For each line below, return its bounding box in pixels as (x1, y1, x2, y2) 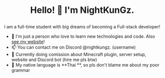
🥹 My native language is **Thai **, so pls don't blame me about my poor (11, 62, 160, 68)
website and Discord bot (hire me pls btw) (11, 57, 97, 63)
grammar (11, 67, 30, 74)
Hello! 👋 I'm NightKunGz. (30, 4, 134, 16)
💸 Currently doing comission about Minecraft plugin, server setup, (11, 52, 147, 58)
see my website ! (11, 39, 45, 45)
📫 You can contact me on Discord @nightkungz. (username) (11, 44, 136, 50)
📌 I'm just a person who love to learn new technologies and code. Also (11, 33, 155, 39)
